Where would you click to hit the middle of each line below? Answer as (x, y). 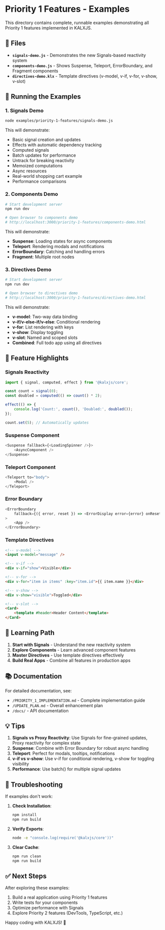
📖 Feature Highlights (37, 358)
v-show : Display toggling (38, 332)
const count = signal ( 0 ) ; (31, 391)
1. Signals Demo (25, 110)
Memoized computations (37, 166)
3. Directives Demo (28, 270)
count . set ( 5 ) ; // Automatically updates (47, 423)
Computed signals (30, 150)
